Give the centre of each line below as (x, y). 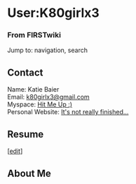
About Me (29, 173)
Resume (26, 134)
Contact (25, 72)
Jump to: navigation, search (47, 50)
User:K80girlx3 (53, 13)
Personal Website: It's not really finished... (68, 112)
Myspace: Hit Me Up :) (40, 104)
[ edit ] (15, 151)
